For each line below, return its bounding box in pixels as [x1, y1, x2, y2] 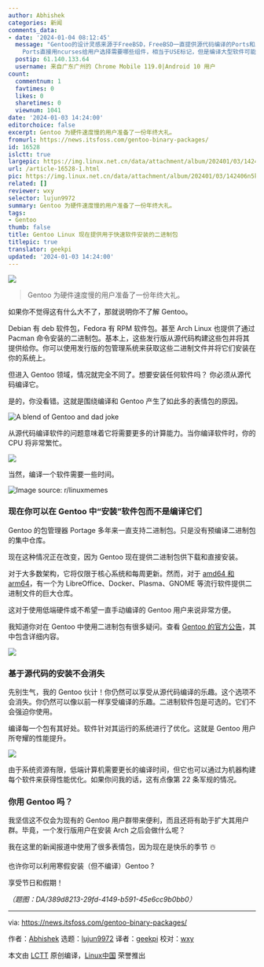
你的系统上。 [8, 353, 49, 362]
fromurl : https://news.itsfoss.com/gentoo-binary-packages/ [8, 135, 210, 144]
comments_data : [8, 26, 58, 34]
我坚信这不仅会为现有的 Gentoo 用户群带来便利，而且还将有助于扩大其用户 [8, 815, 249, 825]
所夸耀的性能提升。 [8, 734, 71, 743]
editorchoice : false [8, 121, 76, 129]
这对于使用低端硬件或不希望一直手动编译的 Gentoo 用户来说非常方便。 [8, 605, 236, 614]
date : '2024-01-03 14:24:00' [8, 114, 104, 122]
